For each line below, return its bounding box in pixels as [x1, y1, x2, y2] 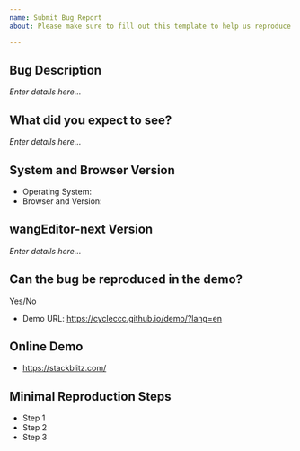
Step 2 [22, 422, 48, 433]
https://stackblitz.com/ [22, 363, 107, 374]
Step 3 [22, 432, 48, 443]
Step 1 [22, 412, 46, 423]
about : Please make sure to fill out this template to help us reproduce [9, 22, 292, 31]
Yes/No [9, 296, 37, 306]
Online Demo [9, 339, 84, 354]
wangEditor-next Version [9, 222, 154, 237]
